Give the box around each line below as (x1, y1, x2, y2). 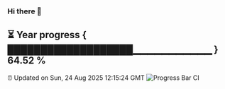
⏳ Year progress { (7, 29, 87, 41)
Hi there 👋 (7, 6, 43, 16)
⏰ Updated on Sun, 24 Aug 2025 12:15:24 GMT (7, 73, 146, 82)
